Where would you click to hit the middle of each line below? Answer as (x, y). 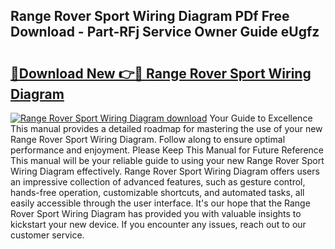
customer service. (47, 235)
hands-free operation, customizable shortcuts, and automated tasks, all (157, 192)
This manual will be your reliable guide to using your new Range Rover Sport (167, 160)
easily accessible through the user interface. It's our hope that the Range (160, 203)
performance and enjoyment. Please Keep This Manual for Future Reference (167, 150)
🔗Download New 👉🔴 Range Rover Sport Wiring (161, 73)
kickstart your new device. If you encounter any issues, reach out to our (158, 224)
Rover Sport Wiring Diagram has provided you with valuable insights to (156, 213)
